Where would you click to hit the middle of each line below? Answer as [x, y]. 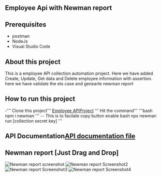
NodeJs [20, 41]
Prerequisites [26, 24]
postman [21, 36]
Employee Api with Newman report [59, 8]
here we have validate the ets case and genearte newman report [69, 84]
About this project [33, 62]
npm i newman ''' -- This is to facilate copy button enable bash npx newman [81, 115]
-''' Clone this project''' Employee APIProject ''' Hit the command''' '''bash [79, 111]
